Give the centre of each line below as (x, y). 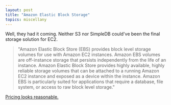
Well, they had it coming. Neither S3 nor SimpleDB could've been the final (83, 34)
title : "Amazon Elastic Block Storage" (48, 15)
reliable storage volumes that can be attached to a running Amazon (88, 71)
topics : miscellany (26, 19)
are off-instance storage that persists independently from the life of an (92, 60)
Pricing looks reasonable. (32, 97)
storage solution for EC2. (31, 39)
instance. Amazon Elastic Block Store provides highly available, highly (91, 65)
